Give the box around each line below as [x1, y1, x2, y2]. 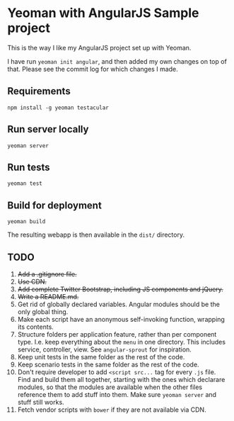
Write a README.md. [17, 293, 79, 301]
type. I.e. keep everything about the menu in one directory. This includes [17, 338, 226, 346]
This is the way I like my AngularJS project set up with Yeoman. [7, 43, 192, 52]
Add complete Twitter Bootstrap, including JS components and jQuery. [17, 285, 224, 293]
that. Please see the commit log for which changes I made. [7, 64, 178, 73]
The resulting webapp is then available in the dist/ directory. [7, 230, 185, 239]
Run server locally [7, 123, 89, 135]
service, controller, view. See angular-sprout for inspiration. [17, 345, 192, 354]
